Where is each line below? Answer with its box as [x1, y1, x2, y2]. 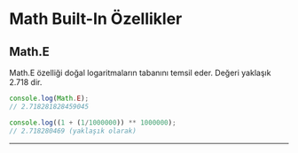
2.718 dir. [9, 77, 43, 88]
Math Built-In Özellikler [9, 9, 183, 29]
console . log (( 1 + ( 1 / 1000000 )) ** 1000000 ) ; [9, 118, 176, 127]
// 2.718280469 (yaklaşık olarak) [9, 126, 137, 135]
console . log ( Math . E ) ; [9, 94, 90, 103]
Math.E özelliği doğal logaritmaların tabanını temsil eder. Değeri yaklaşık [9, 67, 271, 78]
